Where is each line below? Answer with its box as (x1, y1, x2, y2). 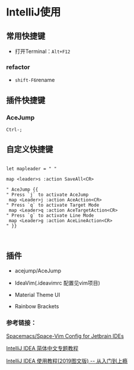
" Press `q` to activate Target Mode (6, 202, 100, 208)
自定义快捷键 (6, 144, 53, 154)
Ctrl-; (6, 127, 23, 132)
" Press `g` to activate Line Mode (6, 212, 94, 219)
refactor (6, 63, 30, 71)
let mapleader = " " (6, 166, 58, 172)
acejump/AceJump (14, 267, 61, 274)
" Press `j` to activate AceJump (6, 191, 89, 198)
